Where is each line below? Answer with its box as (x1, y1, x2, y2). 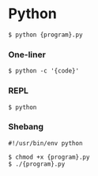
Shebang (8, 122, 44, 133)
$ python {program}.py (8, 31, 83, 39)
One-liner (8, 49, 46, 60)
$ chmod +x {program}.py (8, 153, 90, 161)
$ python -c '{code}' (8, 67, 80, 75)
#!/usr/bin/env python (8, 139, 83, 147)
